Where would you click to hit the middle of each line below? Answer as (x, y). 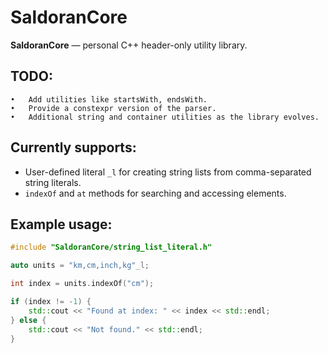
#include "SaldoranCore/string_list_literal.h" (111, 247)
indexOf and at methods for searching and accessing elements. (155, 193)
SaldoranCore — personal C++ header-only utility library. (129, 45)
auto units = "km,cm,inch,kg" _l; (80, 266)
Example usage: (61, 224)
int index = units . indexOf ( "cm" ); (82, 284)
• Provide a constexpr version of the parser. (113, 108)
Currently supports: (73, 147)
